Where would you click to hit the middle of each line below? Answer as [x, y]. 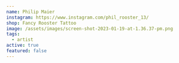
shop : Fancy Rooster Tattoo [41, 23]
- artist [23, 40]
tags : [13, 34]
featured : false [26, 51]
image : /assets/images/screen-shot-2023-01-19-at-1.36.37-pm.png [89, 28]
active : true [23, 46]
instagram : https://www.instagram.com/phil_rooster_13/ [77, 17]
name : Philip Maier [31, 12]
